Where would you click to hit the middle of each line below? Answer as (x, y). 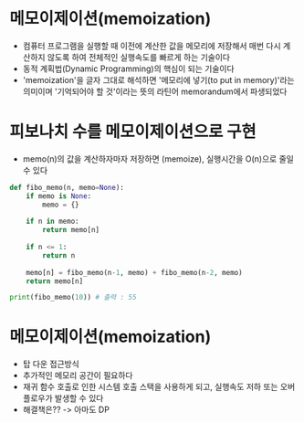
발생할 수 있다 (79, 398)
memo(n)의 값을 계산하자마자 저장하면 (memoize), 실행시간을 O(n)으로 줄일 (158, 159)
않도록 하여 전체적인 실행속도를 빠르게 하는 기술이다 (139, 57)
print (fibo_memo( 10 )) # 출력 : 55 (73, 298)
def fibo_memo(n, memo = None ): (67, 187)
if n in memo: (52, 222)
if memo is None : (59, 196)
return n (59, 255)
